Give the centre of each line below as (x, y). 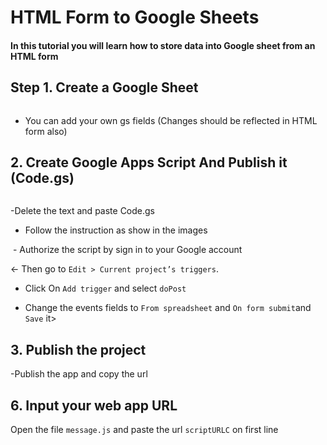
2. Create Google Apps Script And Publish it (149, 162)
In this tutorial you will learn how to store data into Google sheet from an (163, 45)
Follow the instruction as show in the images (116, 230)
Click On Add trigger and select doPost (105, 288)
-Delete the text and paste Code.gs (82, 211)
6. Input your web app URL (94, 405)
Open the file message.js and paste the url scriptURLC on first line (144, 430)
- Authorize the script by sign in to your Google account (127, 250)
